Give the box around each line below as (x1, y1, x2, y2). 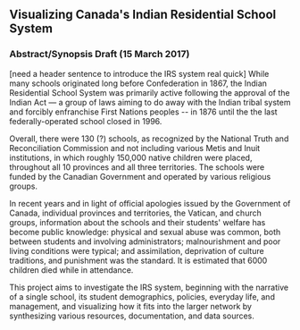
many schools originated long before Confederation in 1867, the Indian (9, 78, 268, 89)
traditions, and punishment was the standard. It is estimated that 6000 (9, 255, 268, 266)
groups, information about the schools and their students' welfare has (9, 216, 266, 227)
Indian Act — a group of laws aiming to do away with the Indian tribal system (9, 97, 291, 107)
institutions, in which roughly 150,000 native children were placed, (9, 152, 253, 163)
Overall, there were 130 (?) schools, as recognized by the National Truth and (9, 133, 289, 144)
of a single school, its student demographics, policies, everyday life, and (9, 291, 275, 302)
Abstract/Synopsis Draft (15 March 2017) (9, 48, 190, 61)
